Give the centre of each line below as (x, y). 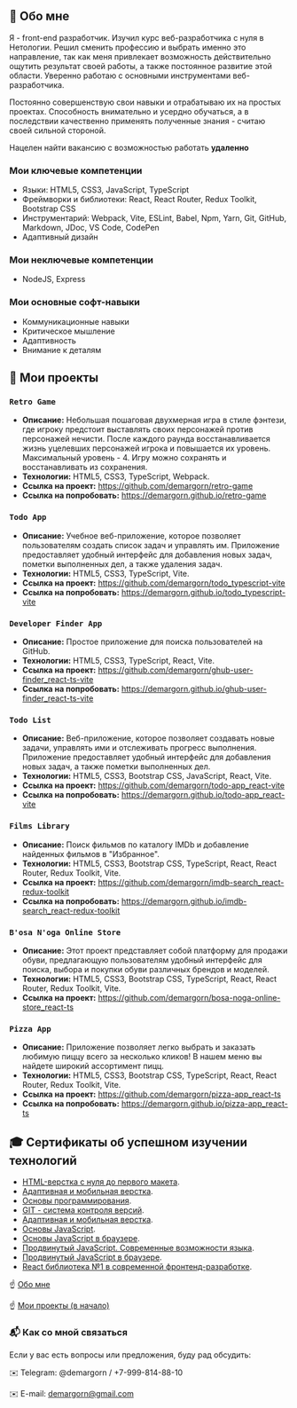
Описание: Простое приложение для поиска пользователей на (142, 641)
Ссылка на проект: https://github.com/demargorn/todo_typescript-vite (153, 583)
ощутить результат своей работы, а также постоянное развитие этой (141, 66)
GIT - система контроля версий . (83, 1210)
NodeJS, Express (54, 279)
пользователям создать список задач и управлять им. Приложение (151, 545)
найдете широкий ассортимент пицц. (93, 1066)
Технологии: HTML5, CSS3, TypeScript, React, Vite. (118, 660)
